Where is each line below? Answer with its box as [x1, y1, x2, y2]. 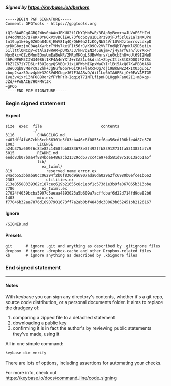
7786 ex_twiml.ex [5, 186, 67, 191]
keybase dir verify [5, 350, 47, 355]
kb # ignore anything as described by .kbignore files [5, 253, 138, 258]
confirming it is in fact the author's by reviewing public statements [12, 325, 152, 331]
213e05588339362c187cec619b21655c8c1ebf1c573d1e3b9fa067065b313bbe [5, 182, 152, 187]
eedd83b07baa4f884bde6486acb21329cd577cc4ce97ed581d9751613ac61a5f [5, 155, 152, 160]
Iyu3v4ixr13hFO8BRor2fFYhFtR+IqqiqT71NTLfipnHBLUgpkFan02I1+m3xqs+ [5, 74, 152, 80]
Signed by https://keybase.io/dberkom [5, 4, 90, 10]
